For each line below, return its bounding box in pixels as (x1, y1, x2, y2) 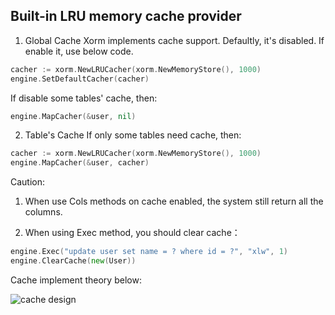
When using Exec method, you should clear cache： (24, 227, 241, 239)
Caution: (10, 176, 46, 188)
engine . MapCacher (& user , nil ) (10, 111, 137, 121)
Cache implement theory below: (10, 274, 142, 286)
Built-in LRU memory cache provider (10, 8, 242, 25)
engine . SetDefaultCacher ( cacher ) (10, 74, 150, 84)
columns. (24, 206, 63, 218)
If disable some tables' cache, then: (10, 92, 158, 104)
